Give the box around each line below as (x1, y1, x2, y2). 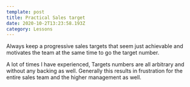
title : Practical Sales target (6, 15, 86, 21)
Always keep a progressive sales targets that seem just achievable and (6, 43, 183, 50)
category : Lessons (6, 26, 53, 32)
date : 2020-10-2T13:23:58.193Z (6, 20, 86, 26)
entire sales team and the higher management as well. (6, 74, 141, 81)
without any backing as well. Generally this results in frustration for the (6, 68, 183, 75)
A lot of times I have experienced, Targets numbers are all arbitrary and (6, 61, 185, 68)
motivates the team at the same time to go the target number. (6, 49, 160, 57)
